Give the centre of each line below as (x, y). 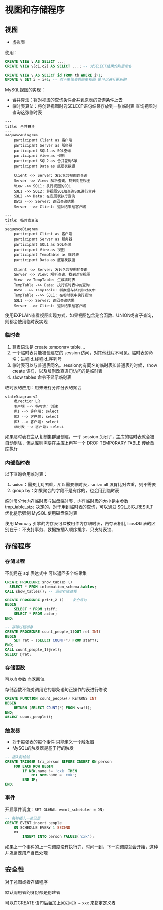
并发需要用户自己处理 (26, 852)
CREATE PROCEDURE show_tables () (39, 582)
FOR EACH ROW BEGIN (33, 766)
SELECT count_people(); (29, 717)
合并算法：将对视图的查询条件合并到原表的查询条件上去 (67, 100)
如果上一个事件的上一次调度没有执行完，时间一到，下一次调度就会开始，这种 (81, 847)
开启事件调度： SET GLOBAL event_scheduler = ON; (55, 809)
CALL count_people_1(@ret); (33, 650)
